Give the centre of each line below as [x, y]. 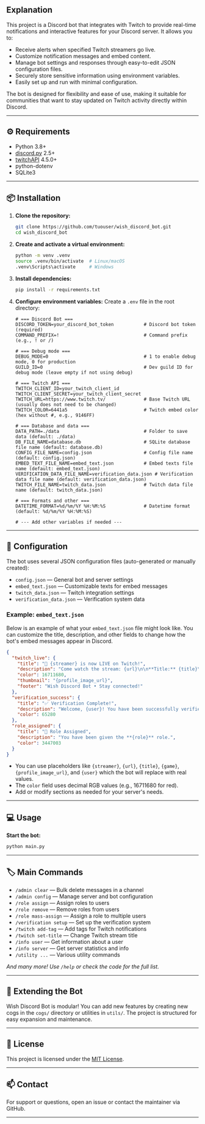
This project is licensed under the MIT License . [65, 1059]
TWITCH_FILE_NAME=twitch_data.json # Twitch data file [104, 485]
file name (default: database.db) [59, 447]
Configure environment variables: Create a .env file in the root [95, 301]
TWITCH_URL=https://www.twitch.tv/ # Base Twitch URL [103, 399]
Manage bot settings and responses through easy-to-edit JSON [95, 62]
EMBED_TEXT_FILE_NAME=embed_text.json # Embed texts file [104, 463]
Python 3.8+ [31, 147]
